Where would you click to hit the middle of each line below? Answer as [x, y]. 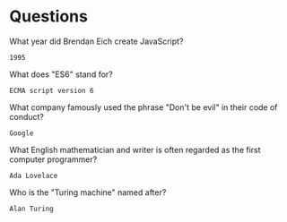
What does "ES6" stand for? [61, 74]
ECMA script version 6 [52, 90]
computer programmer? [53, 159]
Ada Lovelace [34, 175]
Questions [48, 17]
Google [22, 133]
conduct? [27, 116]
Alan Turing [31, 209]
